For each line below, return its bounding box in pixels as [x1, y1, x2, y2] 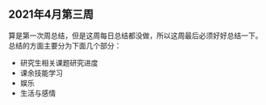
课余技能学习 [19, 68, 63, 78]
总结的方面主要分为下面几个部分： [8, 40, 122, 50]
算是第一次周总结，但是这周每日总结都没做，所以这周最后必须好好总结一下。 [8, 31, 263, 40]
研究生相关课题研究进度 [19, 57, 98, 67]
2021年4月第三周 [8, 7, 94, 22]
